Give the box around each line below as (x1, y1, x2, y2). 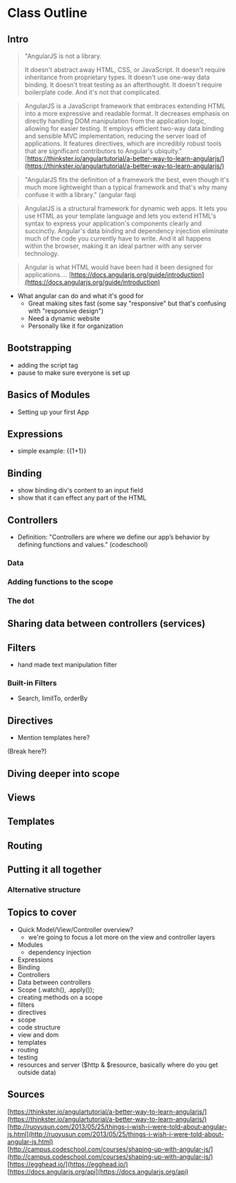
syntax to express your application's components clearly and (24, 219, 202, 228)
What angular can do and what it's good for (17, 292, 144, 300)
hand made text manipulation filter (17, 661, 118, 669)
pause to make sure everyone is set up (17, 368, 130, 377)
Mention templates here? (17, 734, 90, 742)
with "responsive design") (27, 307, 104, 315)
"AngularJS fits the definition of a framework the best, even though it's (24, 175, 230, 184)
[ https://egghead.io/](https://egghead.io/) (7, 1160, 128, 1168)
